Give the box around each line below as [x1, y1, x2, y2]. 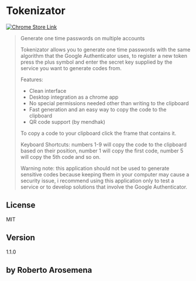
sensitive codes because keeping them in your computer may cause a [20, 171, 190, 178]
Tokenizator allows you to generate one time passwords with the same [20, 46, 191, 53]
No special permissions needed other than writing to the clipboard [29, 99, 189, 106]
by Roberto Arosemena [6, 265, 92, 275]
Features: [20, 76, 44, 83]
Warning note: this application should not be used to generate [20, 165, 170, 172]
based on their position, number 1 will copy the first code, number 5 [20, 147, 184, 154]
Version [6, 233, 35, 243]
